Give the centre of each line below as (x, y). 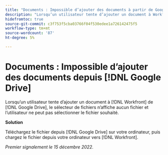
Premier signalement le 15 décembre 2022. (49, 147)
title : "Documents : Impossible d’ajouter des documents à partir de (79, 10)
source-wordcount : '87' (30, 33)
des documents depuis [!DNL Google (83, 77)
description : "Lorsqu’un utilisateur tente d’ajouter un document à (78, 14)
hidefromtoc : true (24, 19)
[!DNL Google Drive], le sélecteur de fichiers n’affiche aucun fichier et (77, 107)
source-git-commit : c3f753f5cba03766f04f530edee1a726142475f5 (71, 24)
